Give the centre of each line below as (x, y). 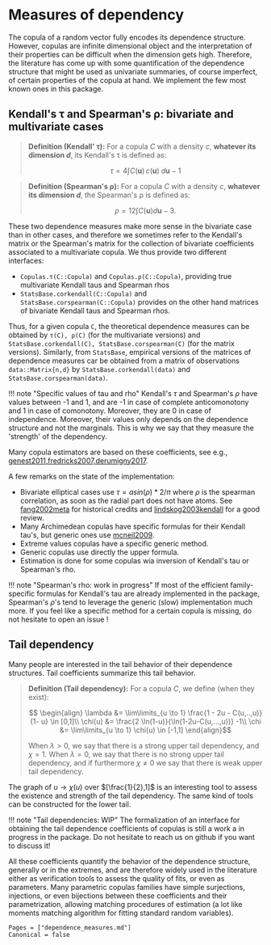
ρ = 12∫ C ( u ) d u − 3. (146, 210)
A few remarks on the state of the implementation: (92, 476)
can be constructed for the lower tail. (70, 804)
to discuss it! (29, 846)
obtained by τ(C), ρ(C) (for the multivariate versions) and (104, 335)
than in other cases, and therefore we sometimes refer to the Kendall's (125, 234)
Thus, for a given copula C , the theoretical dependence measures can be (129, 326)
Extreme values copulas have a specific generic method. (114, 543)
